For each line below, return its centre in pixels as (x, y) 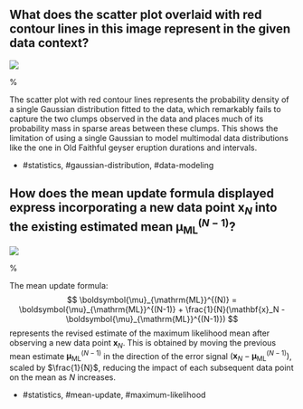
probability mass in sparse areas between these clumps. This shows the (144, 128)
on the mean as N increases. (62, 377)
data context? (49, 43)
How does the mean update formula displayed (142, 194)
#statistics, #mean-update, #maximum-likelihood (114, 395)
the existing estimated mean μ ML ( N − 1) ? (123, 227)
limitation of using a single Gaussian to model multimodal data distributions (149, 138)
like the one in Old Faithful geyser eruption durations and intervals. (133, 147)
